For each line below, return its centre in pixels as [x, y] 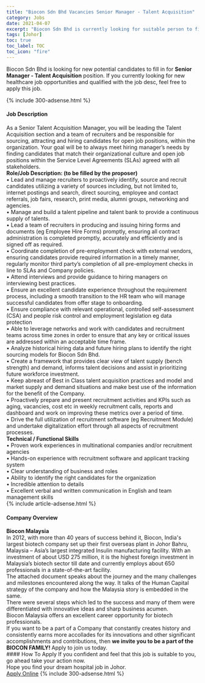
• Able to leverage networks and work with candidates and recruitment [95, 328]
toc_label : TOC [26, 46]
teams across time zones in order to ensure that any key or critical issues [98, 335]
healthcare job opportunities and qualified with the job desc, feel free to [96, 82]
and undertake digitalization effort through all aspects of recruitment [92, 426]
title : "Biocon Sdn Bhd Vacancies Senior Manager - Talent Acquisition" [101, 12]
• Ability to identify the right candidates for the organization [81, 477]
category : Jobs [26, 18]
